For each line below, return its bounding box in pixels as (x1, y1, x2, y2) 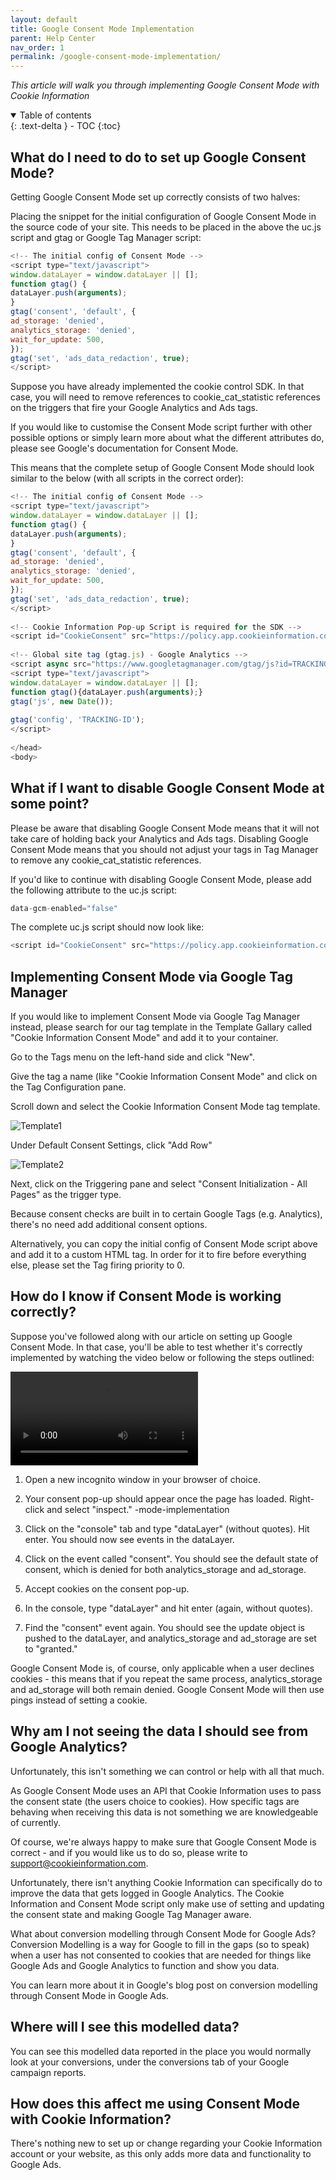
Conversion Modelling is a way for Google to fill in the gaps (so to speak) (10, 1938, 310, 1950)
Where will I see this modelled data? (10, 2019, 240, 2036)
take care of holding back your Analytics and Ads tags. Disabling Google (10, 832, 309, 845)
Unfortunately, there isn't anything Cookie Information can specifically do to (10, 1876, 323, 1888)
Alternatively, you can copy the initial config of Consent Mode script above (10, 1238, 318, 1250)
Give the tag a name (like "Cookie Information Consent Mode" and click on (10, 1071, 318, 1083)
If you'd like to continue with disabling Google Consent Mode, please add (10, 873, 312, 885)
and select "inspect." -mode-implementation (46, 1503, 230, 1515)
